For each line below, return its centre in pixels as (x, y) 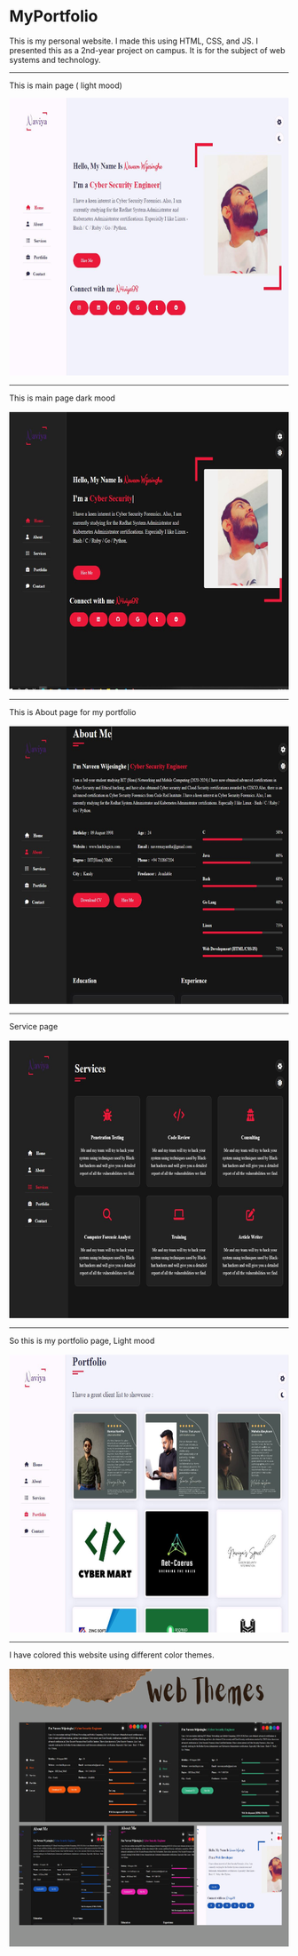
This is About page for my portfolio (73, 712)
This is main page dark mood (62, 398)
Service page (34, 1026)
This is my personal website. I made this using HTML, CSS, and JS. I (134, 41)
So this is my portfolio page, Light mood (82, 1340)
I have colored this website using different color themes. (112, 1655)
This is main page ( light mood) (66, 85)
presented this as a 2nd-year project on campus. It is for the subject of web (147, 50)
